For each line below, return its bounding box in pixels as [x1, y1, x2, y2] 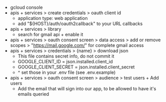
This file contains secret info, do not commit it [17, 53, 114, 59]
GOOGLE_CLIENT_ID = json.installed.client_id [17, 59, 113, 64]
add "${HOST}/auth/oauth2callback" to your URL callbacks [17, 20, 143, 27]
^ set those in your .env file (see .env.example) [17, 69, 116, 75]
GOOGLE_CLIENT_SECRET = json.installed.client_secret [17, 64, 135, 70]
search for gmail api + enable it [17, 32, 83, 37]
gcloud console [10, 5, 43, 10]
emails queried [17, 91, 50, 97]
